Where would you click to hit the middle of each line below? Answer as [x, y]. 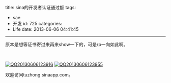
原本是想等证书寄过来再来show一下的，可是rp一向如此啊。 [67, 44]
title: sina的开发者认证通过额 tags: [41, 7]
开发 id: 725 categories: [37, 24]
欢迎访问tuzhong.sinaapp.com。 [39, 75]
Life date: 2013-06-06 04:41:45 [46, 29]
